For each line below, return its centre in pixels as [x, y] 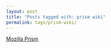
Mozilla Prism [22, 39]
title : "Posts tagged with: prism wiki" [56, 17]
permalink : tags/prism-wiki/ [41, 22]
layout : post [22, 11]
